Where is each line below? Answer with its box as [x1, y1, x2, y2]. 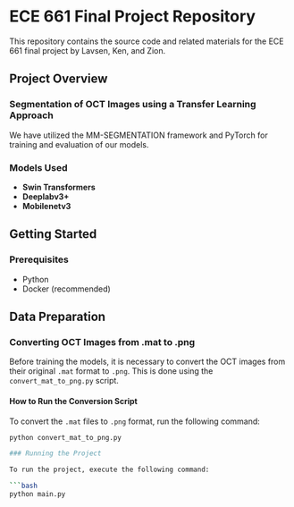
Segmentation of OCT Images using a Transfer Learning [9, 98, 256, 111]
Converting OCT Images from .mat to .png [9, 335, 196, 348]
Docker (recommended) [21, 283, 112, 294]
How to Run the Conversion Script [9, 395, 139, 406]
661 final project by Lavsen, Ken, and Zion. [9, 45, 166, 55]
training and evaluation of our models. [9, 139, 149, 149]
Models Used [9, 161, 68, 173]
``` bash [9, 481, 38, 491]
